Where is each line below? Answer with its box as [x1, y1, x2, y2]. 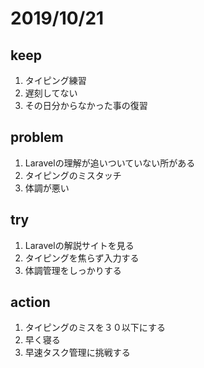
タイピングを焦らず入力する [24, 252, 140, 264]
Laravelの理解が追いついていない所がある [24, 157, 196, 169]
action [10, 294, 51, 311]
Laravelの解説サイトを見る [24, 239, 135, 251]
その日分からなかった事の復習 [24, 100, 148, 111]
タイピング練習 [24, 75, 87, 86]
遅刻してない [24, 87, 78, 99]
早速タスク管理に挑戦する [24, 347, 131, 359]
